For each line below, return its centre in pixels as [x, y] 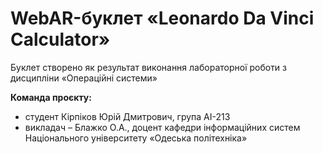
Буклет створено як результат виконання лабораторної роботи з [149, 67]
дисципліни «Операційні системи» [84, 78]
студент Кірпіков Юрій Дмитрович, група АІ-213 [127, 116]
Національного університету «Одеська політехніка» [136, 138]
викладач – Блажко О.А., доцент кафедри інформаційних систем [162, 127]
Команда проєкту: [51, 97]
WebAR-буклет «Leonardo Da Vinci [162, 18]
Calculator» [60, 39]
